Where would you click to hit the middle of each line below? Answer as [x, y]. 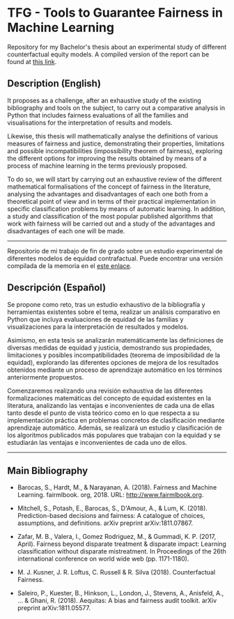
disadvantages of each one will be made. [66, 230]
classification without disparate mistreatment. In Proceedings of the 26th [122, 551]
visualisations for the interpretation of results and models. [90, 123]
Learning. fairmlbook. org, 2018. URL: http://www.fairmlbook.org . [110, 495]
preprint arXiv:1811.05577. [54, 608]
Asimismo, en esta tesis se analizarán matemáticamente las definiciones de [116, 340]
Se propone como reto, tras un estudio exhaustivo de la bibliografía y [106, 304]
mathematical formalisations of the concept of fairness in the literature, [109, 187]
